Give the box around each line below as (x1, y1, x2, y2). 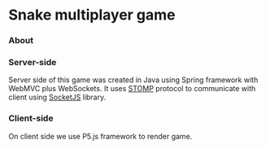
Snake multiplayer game (8, 6, 177, 24)
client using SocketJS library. (8, 92, 107, 103)
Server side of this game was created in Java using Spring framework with (8, 75, 259, 85)
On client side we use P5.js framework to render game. (8, 131, 193, 141)
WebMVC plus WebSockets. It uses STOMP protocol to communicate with (8, 84, 256, 94)
